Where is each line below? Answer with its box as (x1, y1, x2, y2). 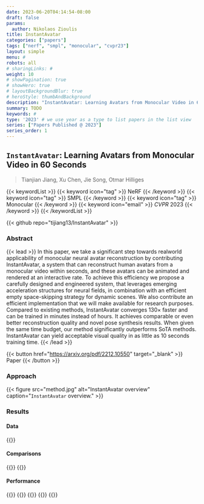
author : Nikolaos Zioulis (12, 26, 78, 32)
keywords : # (6, 111, 36, 117)
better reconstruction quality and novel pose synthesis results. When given (6, 319, 194, 326)
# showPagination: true (6, 77, 67, 83)
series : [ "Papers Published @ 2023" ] (6, 122, 102, 128)
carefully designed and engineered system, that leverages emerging (6, 281, 177, 288)
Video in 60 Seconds (6, 159, 87, 170)
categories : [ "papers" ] (6, 37, 67, 43)
